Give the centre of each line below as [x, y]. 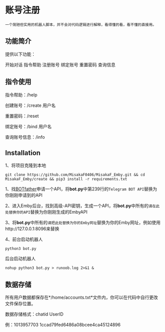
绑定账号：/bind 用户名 [28, 126]
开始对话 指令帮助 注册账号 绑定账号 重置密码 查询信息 [60, 65]
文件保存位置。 [20, 304]
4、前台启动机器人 [24, 240]
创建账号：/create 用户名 [30, 105]
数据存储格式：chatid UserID [34, 314]
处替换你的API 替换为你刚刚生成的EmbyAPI [46, 212]
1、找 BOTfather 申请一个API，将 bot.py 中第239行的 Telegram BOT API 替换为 [81, 189]
